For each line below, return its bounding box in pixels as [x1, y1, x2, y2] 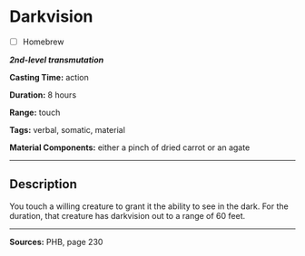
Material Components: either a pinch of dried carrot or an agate [9, 142, 251, 153]
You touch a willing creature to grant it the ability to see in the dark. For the [9, 201, 289, 212]
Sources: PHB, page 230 [9, 236, 103, 247]
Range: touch [9, 107, 61, 118]
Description [9, 176, 77, 192]
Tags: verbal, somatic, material [9, 125, 125, 135]
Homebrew [22, 36, 64, 47]
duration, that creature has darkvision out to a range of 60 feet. [9, 210, 246, 221]
